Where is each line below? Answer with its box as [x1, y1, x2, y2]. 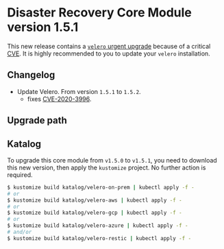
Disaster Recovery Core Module [7, 5, 192, 21]
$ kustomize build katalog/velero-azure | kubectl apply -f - [7, 222, 188, 229]
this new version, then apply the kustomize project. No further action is [7, 163, 206, 171]
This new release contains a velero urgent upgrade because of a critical [7, 42, 211, 50]
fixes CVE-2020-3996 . [27, 95, 92, 103]
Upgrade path [7, 115, 67, 126]
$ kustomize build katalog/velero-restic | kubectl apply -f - [7, 235, 192, 241]
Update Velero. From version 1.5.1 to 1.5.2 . [16, 87, 142, 95]
